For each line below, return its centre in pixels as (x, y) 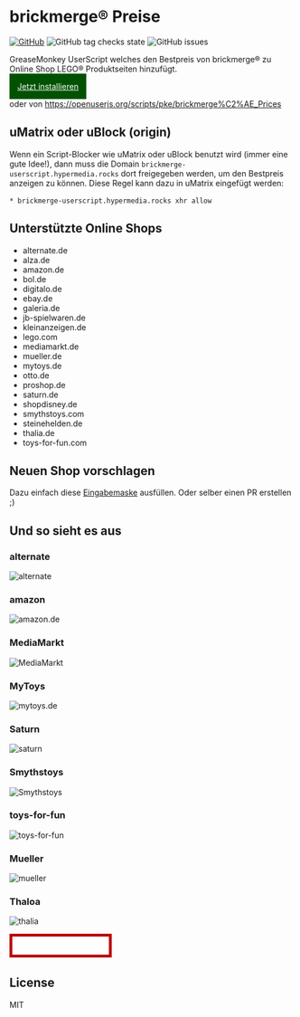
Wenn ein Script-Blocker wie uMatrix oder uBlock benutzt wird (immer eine (149, 154)
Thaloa (25, 902)
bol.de (34, 279)
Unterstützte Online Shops (86, 228)
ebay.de (37, 298)
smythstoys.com (53, 413)
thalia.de (38, 432)
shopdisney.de (50, 404)
